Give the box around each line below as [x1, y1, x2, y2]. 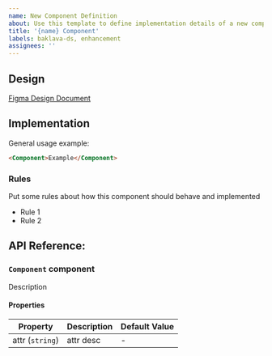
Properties [8, 300, 45, 310]
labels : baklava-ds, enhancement [8, 34, 121, 43]
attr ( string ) [12, 334, 59, 345]
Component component [8, 264, 96, 275]
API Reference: [8, 239, 87, 253]
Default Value [120, 320, 175, 332]
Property [18, 320, 53, 332]
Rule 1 [19, 207, 40, 217]
